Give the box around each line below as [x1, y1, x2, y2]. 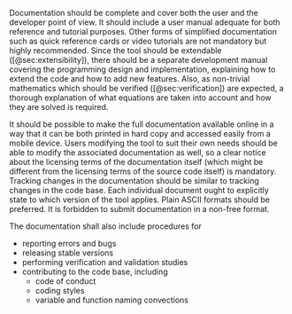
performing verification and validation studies [21, 257, 188, 267]
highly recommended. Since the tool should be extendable [9, 45, 223, 56]
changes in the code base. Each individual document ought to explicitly [9, 185, 270, 195]
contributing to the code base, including [21, 266, 168, 277]
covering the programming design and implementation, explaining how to [9, 64, 276, 75]
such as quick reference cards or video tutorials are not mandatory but [9, 35, 267, 46]
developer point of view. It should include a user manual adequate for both [9, 17, 280, 27]
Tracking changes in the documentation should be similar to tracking [9, 176, 259, 185]
